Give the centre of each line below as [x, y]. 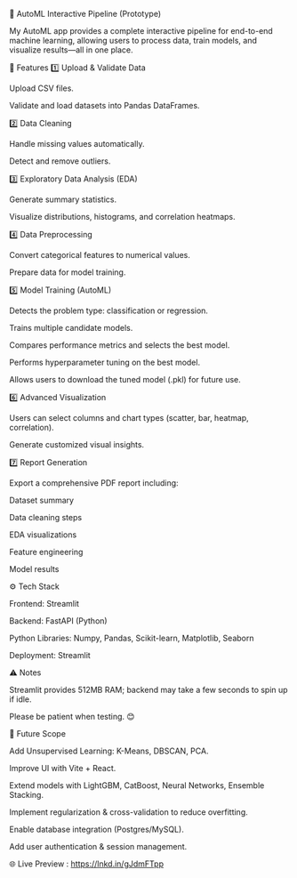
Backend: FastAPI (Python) [59, 621]
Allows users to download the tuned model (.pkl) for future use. [125, 379]
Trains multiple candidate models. [71, 328]
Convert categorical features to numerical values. [100, 255]
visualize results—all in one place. [71, 50]
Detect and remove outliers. [60, 161]
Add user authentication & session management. [98, 846]
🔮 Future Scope [38, 733]
